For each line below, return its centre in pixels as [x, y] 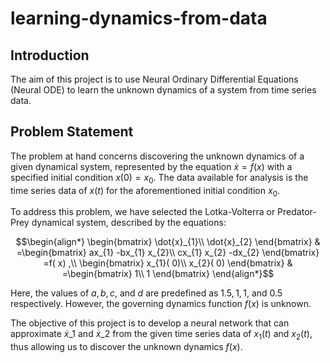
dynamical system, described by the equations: [129, 223]
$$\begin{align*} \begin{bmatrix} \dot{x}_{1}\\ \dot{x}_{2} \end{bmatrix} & [168, 242]
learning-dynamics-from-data [139, 18]
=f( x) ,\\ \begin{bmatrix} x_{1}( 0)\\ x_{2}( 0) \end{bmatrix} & [168, 263]
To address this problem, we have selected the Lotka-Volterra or [143, 212]
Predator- [297, 212]
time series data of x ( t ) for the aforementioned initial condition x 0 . [145, 191]
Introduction [50, 55]
